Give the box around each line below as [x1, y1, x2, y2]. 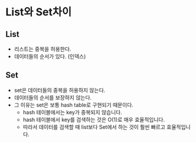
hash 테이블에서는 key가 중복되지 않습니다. [22, 108, 122, 115]
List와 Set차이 [5, 5, 72, 19]
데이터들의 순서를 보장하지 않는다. [14, 94, 92, 101]
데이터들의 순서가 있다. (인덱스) [14, 53, 86, 59]
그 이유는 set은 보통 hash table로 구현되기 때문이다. [14, 101, 134, 108]
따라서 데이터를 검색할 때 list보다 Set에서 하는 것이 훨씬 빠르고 [22, 123, 166, 130]
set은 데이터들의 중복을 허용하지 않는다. [14, 87, 106, 94]
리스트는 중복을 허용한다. [14, 45, 71, 52]
